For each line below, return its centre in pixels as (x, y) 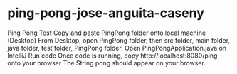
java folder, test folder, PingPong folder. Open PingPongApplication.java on (117, 48)
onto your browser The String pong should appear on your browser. (107, 63)
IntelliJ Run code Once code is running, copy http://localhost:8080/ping (112, 55)
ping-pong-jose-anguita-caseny (106, 13)
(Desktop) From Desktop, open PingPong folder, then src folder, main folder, (118, 40)
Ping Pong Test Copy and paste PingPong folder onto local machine (107, 33)
